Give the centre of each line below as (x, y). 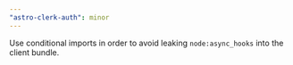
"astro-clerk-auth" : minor (59, 17)
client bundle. (34, 52)
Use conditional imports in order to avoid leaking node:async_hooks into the (146, 43)
